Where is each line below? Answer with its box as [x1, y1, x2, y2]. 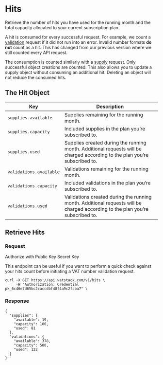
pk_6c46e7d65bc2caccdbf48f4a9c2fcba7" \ [5, 286, 88, 292]
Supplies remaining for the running [64, 111, 144, 118]
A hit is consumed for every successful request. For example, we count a [5, 34, 151, 40]
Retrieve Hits [5, 228, 45, 237]
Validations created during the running [64, 193, 152, 200]
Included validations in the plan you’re [64, 179, 151, 186]
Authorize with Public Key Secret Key [5, 254, 79, 260]
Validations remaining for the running [64, 165, 149, 172]
